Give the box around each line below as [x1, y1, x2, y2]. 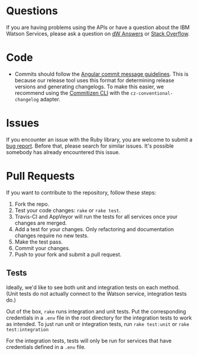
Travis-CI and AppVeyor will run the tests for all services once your [14, 213, 178, 220]
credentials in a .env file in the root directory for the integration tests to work [6, 314, 192, 321]
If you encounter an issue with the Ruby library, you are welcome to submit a [6, 136, 193, 143]
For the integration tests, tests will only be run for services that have [6, 337, 172, 344]
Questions [6, 4, 58, 18]
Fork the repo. [14, 200, 50, 207]
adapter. [40, 95, 61, 103]
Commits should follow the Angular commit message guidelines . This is [14, 70, 189, 78]
